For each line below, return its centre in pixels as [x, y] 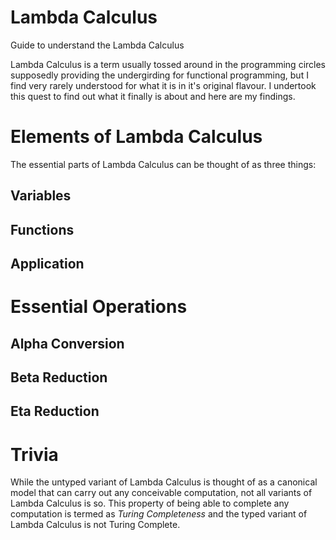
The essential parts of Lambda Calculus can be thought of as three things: [163, 164]
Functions [42, 229]
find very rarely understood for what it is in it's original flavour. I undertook [163, 85]
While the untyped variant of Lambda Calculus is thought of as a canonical [164, 482]
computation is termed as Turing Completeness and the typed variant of [159, 514]
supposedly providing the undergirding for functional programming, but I [159, 75]
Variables [41, 196]
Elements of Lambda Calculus [136, 137]
